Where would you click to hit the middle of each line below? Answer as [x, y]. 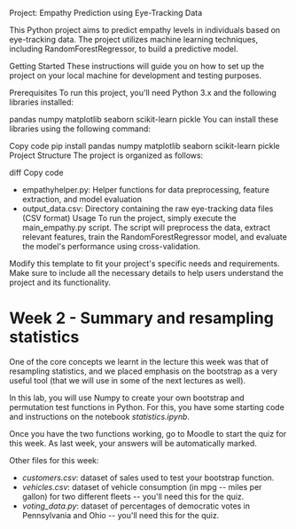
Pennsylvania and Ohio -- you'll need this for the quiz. [121, 515]
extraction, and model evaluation [82, 199]
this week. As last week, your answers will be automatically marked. [133, 443]
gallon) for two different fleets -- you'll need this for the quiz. [133, 496]
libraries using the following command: [80, 129]
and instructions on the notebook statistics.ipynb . [100, 416]
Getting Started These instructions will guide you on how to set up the [136, 66]
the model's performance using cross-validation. [111, 246]
